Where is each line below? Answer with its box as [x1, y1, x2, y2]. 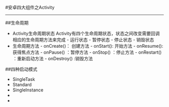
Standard [12, 82, 32, 87]
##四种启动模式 [5, 66, 38, 72]
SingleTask [12, 76, 35, 82]
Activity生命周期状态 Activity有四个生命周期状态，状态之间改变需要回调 [12, 31, 160, 36]
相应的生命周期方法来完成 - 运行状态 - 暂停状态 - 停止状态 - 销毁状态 [12, 37, 154, 43]
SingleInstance [12, 87, 44, 93]
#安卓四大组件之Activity [5, 5, 55, 10]
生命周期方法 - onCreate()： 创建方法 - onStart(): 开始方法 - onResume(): [12, 43, 163, 49]
